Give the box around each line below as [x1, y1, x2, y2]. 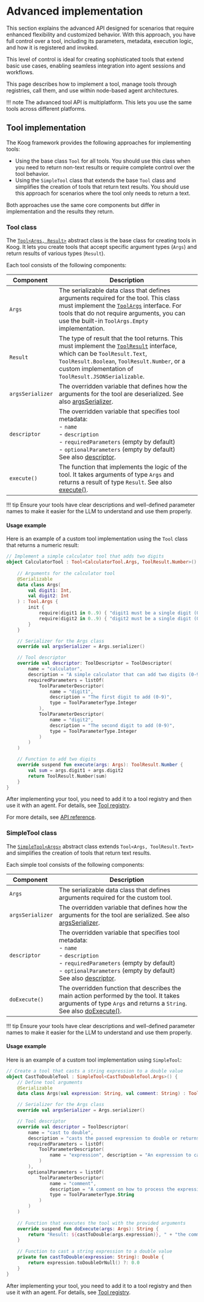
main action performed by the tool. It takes [58, 991, 180, 999]
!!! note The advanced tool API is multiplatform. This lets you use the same [6, 99, 192, 106]
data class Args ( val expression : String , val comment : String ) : [17, 1091, 186, 1097]
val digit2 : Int [28, 593, 69, 599]
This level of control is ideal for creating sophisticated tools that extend [6, 55, 184, 63]
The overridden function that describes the [58, 984, 182, 992]
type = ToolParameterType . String [49, 1192, 135, 1198]
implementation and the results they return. [6, 208, 114, 215]
